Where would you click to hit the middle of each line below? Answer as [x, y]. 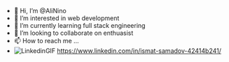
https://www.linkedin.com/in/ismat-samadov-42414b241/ [139, 51]
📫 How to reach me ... [46, 41]
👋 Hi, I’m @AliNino [40, 11]
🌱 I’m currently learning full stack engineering [79, 25]
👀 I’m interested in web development [67, 18]
